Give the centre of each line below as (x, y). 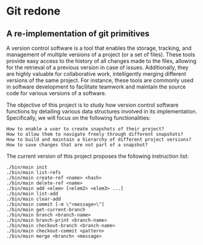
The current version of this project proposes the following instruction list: (98, 156)
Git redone (33, 11)
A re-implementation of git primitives (78, 34)
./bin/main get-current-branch (46, 210)
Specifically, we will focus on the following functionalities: (78, 118)
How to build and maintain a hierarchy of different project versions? (99, 139)
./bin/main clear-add (34, 199)
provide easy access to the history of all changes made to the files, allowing (101, 61)
